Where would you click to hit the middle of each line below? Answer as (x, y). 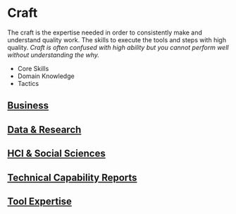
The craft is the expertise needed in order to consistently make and (105, 32)
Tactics (28, 83)
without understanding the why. (54, 55)
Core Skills (33, 68)
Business (28, 106)
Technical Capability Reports (72, 177)
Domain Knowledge (46, 76)
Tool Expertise (40, 201)
